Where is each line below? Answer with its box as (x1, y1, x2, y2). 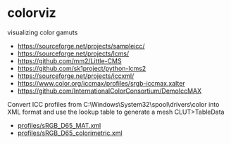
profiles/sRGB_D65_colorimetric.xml (17, 129, 123, 137)
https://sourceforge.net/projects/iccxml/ (17, 72, 135, 80)
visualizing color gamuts (7, 28, 78, 37)
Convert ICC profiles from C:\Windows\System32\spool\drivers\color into (7, 100, 220, 108)
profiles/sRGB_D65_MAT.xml (17, 121, 101, 129)
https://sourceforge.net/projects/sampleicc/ (17, 41, 146, 50)
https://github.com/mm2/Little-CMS (17, 56, 122, 65)
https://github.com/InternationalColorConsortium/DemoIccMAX (17, 86, 202, 95)
